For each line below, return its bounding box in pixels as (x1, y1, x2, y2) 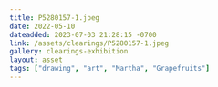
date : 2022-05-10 (9, 22, 76, 31)
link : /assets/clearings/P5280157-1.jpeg (9, 38, 170, 48)
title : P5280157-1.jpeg (9, 13, 100, 23)
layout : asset (9, 55, 64, 64)
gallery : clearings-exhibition (9, 47, 129, 56)
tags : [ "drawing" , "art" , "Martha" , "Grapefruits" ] (9, 64, 210, 73)
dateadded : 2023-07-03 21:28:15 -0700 (9, 30, 157, 39)
